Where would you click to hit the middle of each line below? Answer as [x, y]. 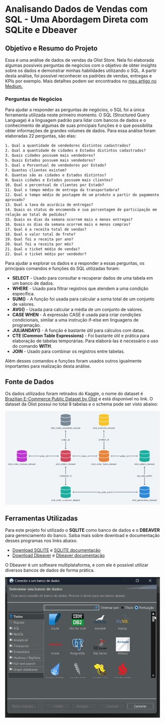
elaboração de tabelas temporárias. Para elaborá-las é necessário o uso [85, 341]
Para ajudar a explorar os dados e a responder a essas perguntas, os [75, 263]
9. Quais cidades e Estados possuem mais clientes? [59, 180]
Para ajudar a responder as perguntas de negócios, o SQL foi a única [75, 110]
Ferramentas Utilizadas [41, 518]
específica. [24, 294]
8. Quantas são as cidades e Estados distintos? [56, 175]
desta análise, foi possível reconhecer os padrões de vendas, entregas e [79, 76]
